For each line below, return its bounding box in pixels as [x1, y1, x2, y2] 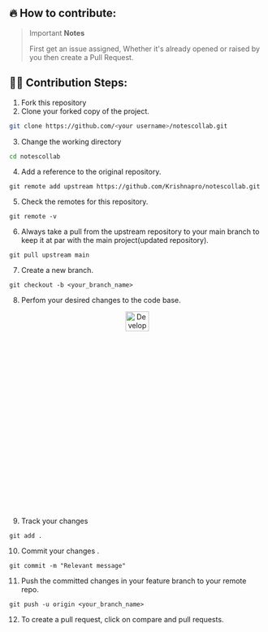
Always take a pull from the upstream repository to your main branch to [20, 227, 260, 236]
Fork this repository [20, 97, 87, 107]
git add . [9, 532, 43, 540]
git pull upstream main [9, 251, 90, 259]
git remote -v [9, 213, 58, 221]
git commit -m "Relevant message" [9, 562, 127, 570]
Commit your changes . [20, 546, 100, 556]
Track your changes [20, 516, 89, 526]
